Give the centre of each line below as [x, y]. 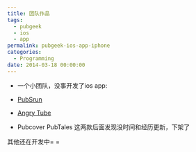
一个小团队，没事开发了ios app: [62, 85]
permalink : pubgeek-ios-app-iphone [59, 46]
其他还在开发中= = [34, 142]
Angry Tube [34, 113]
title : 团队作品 [28, 13]
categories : [24, 53]
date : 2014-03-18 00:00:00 [46, 65]
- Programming [34, 59]
